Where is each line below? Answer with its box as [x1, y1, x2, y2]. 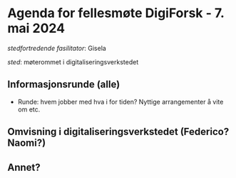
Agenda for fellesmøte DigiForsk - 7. [7, 5, 225, 21]
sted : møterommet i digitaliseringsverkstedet [7, 57, 139, 66]
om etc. [17, 105, 41, 114]
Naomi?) [7, 137, 46, 149]
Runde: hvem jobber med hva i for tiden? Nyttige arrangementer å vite [17, 97, 224, 106]
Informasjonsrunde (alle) [7, 79, 120, 91]
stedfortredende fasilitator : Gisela [7, 44, 107, 52]
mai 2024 [7, 20, 66, 36]
